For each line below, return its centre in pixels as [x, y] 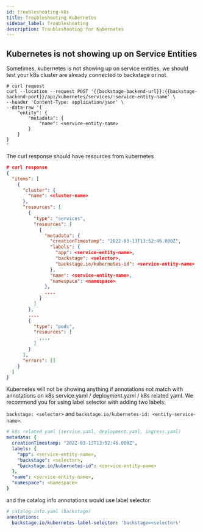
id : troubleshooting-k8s [38, 12]
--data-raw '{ [24, 107]
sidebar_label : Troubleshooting [47, 23]
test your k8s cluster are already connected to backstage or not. [87, 75]
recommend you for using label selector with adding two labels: [86, 402]
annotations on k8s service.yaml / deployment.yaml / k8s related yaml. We [100, 396]
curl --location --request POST [47, 92]
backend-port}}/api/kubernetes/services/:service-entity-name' [88, 97]
